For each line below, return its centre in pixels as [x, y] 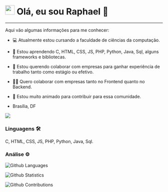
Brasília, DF [24, 106]
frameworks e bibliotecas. [39, 57]
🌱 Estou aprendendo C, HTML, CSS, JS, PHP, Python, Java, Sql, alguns [85, 51]
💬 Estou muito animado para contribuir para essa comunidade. [77, 96]
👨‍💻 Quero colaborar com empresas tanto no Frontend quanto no [78, 81]
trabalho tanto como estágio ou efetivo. [53, 72]
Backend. [22, 87]
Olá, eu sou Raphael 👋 [62, 12]
